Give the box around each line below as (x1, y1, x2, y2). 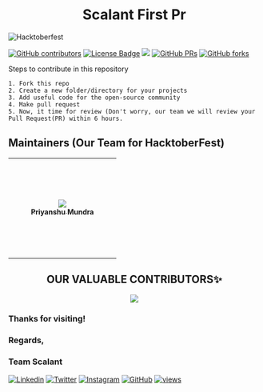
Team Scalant (8, 356, 62, 367)
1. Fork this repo (8, 79, 70, 87)
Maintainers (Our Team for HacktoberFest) (8, 136, 225, 150)
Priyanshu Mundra (30, 206, 94, 217)
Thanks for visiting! (8, 314, 86, 325)
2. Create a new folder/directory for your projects (8, 86, 188, 94)
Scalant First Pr (82, 6, 186, 24)
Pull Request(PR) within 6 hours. (8, 114, 124, 122)
